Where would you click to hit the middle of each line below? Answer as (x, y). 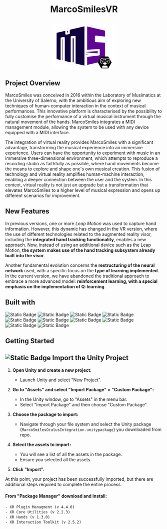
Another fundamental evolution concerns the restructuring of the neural (80, 265)
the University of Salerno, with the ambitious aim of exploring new (73, 100)
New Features (27, 211)
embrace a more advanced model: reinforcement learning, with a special (81, 281)
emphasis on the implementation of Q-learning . (55, 286)
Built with (20, 302)
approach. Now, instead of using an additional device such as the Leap (78, 245)
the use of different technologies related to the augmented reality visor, (78, 234)
